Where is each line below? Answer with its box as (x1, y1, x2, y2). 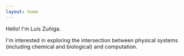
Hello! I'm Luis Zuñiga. (5, 25, 62, 32)
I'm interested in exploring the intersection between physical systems (5, 36, 179, 43)
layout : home (5, 8, 39, 15)
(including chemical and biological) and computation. (5, 43, 138, 50)
